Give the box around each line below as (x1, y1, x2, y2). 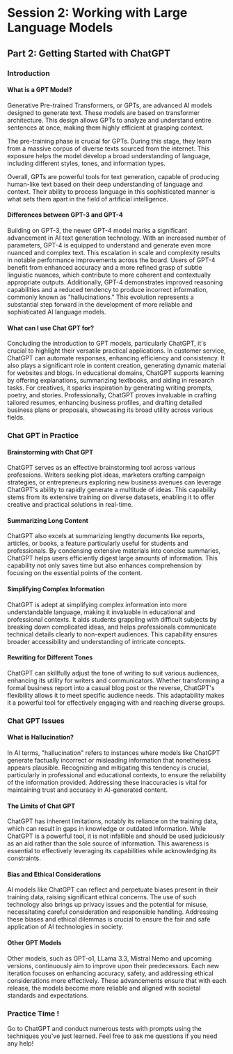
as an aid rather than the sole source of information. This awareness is (7, 839, 209, 848)
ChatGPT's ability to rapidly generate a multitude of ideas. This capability (7, 486, 217, 494)
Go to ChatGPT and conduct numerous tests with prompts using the (7, 1024, 202, 1032)
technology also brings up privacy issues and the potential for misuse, (7, 901, 209, 909)
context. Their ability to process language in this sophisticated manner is (7, 187, 216, 196)
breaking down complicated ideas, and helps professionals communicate (7, 623, 217, 631)
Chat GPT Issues (7, 716, 65, 726)
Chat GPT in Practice (7, 431, 79, 441)
